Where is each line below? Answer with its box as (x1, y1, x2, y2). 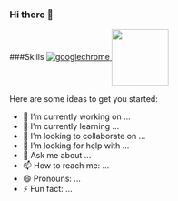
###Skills (9, 52, 44, 63)
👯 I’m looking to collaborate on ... (22, 131, 146, 142)
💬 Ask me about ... (22, 150, 92, 161)
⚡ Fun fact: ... (22, 184, 73, 195)
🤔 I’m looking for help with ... (22, 140, 130, 151)
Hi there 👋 (9, 8, 54, 21)
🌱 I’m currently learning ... (22, 121, 120, 132)
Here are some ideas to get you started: (9, 94, 159, 105)
